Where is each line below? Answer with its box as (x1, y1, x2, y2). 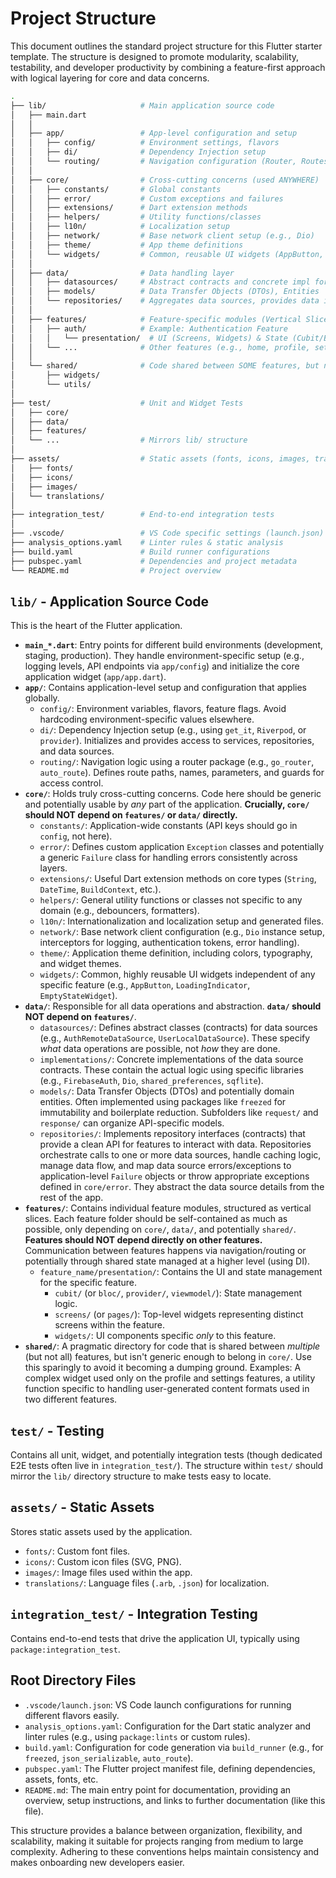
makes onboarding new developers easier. (10, 1856, 185, 1868)
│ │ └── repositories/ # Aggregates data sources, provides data (10, 296, 320, 306)
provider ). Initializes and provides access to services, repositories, (39, 735, 315, 747)
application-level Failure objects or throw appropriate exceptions (39, 1170, 310, 1182)
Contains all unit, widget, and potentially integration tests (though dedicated (10, 1449, 323, 1461)
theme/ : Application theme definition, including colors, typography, (39, 947, 313, 959)
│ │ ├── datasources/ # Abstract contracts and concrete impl (10, 277, 311, 287)
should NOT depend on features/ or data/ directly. (24, 809, 238, 821)
